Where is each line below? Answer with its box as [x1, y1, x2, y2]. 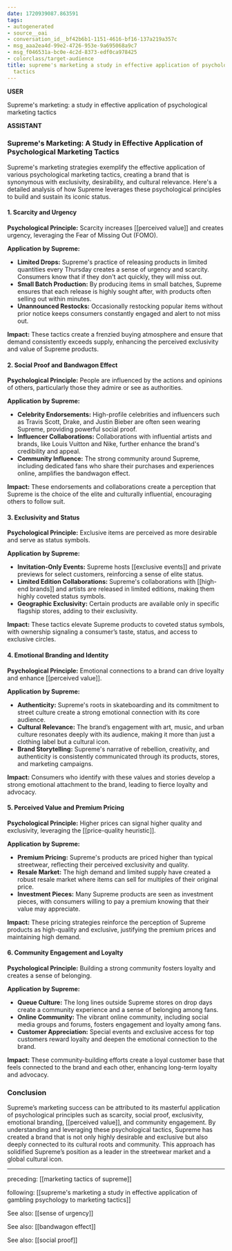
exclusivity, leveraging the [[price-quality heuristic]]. [7, 826, 157, 835]
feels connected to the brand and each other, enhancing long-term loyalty [7, 1063, 217, 1072]
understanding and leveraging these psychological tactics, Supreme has [7, 1126, 213, 1134]
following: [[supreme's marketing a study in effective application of [7, 1189, 198, 1197]
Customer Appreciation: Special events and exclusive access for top [17, 1028, 215, 1036]
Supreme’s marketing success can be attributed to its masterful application [7, 1103, 220, 1112]
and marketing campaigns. [17, 759, 93, 768]
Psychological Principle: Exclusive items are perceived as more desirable [7, 529, 217, 537]
